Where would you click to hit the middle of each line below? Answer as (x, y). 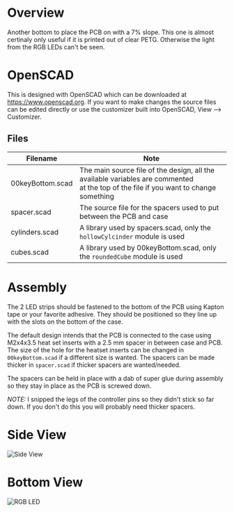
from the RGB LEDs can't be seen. (56, 47)
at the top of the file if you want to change (148, 188)
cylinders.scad (35, 232)
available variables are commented (136, 179)
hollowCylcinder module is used (132, 236)
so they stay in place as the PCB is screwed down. (79, 386)
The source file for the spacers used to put (149, 207)
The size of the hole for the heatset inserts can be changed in (96, 349)
